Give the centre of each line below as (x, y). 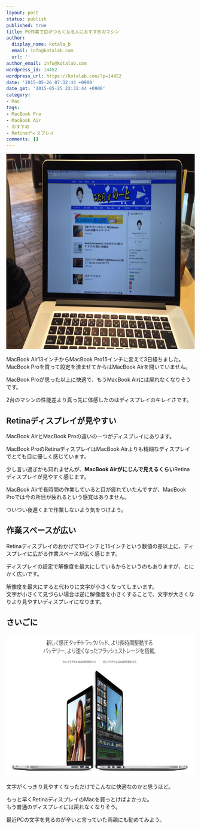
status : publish (26, 19)
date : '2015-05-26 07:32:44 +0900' (51, 82)
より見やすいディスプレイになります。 (58, 601)
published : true (26, 25)
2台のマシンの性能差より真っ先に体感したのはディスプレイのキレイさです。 (99, 400)
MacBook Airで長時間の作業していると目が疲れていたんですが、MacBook (96, 489)
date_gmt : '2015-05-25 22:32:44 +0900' (56, 89)
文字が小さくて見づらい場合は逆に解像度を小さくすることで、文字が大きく (98, 594)
